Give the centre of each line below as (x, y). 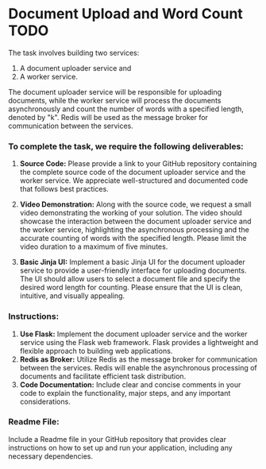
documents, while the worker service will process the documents (115, 100)
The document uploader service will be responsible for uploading (115, 91)
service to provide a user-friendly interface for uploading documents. (133, 270)
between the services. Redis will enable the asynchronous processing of (139, 367)
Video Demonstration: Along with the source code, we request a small (135, 204)
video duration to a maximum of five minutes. (94, 246)
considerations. (45, 401)
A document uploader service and (75, 68)
